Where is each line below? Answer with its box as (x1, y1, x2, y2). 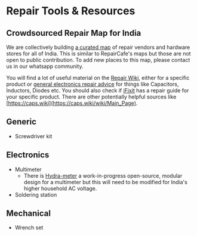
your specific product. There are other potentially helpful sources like (6, 94, 177, 100)
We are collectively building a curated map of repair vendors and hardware (6, 44, 190, 51)
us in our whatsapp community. (6, 63, 84, 70)
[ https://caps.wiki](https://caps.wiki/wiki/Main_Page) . (6, 100, 138, 107)
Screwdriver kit (14, 132, 53, 139)
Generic (6, 117, 37, 127)
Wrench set (14, 224, 44, 231)
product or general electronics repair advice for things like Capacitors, (6, 80, 179, 88)
